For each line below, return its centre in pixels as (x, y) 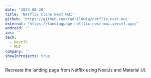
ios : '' (13, 33)
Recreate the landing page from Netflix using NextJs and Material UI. (76, 70)
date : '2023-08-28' (25, 10)
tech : (11, 38)
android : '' (17, 28)
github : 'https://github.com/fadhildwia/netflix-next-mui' (68, 19)
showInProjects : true (28, 56)
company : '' (17, 51)
